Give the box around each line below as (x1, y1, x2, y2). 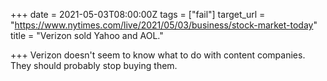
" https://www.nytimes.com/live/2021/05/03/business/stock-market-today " (10, 19, 318, 31)
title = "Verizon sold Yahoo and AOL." (10, 30, 164, 41)
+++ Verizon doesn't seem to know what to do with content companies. (10, 49, 306, 61)
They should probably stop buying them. (10, 60, 178, 71)
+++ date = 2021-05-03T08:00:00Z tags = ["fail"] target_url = (10, 9, 266, 20)
